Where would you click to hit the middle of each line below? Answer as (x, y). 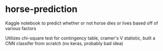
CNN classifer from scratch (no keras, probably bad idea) (64, 43)
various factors (21, 28)
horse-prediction (41, 9)
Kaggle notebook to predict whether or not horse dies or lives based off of (82, 23)
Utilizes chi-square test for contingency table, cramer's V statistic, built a (80, 38)
